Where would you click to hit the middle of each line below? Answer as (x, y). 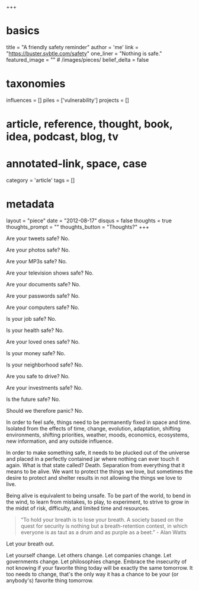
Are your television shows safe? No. (50, 273)
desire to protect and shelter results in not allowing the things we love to (94, 477)
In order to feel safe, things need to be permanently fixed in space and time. (99, 422)
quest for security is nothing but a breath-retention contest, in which (104, 526)
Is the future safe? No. (33, 399)
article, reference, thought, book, (89, 124)
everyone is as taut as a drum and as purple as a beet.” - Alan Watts (103, 532)
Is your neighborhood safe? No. (45, 365)
